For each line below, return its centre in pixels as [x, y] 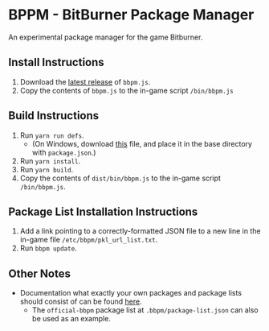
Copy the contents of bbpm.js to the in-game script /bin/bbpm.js [127, 90]
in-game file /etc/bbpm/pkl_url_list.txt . [89, 240]
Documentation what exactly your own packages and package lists [131, 293]
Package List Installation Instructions [103, 211]
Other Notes [39, 273]
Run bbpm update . [49, 248]
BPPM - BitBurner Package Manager [131, 15]
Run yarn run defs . [52, 135]
